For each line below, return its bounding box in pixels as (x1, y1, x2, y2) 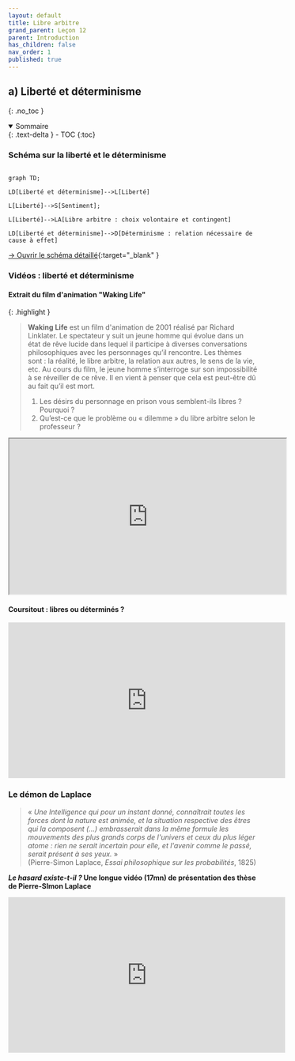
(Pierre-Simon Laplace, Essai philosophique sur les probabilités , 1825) (27, 857, 257, 867)
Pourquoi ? (39, 405, 75, 415)
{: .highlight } (8, 308, 51, 317)
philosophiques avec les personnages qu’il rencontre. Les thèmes (27, 348, 243, 357)
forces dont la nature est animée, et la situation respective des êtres (27, 815, 251, 825)
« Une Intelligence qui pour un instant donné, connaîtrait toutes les (27, 807, 245, 817)
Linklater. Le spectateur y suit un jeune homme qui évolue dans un (27, 331, 244, 341)
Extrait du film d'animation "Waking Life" (8, 289, 146, 299)
